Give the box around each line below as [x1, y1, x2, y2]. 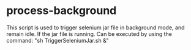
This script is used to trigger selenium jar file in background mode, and [6, 24, 185, 31]
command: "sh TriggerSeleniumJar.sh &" [6, 37, 109, 44]
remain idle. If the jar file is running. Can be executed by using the [6, 30, 173, 37]
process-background [6, 4, 117, 18]
